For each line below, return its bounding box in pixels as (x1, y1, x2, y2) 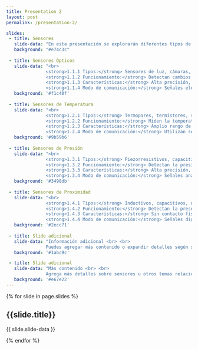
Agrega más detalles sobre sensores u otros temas (45, 271, 173, 277)
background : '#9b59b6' (14, 134, 70, 140)
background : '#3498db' (14, 178, 70, 185)
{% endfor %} (6, 337, 40, 344)
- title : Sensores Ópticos (8, 57, 75, 64)
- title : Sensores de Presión (8, 145, 83, 151)
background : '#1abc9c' (14, 249, 70, 255)
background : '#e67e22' (14, 276, 70, 282)
